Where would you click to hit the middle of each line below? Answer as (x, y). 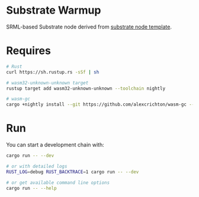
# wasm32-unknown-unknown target (47, 83)
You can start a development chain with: (55, 145)
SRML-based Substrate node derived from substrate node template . (89, 27)
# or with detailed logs (37, 166)
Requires (29, 51)
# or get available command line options (58, 182)
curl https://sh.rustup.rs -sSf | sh (53, 72)
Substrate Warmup (54, 10)
